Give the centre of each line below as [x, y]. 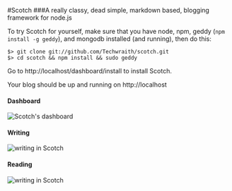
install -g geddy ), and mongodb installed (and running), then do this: [110, 39]
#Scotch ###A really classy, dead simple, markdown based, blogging [109, 10]
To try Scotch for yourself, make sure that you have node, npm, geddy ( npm [116, 31]
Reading [20, 164]
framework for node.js [40, 18]
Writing [19, 133]
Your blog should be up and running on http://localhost [87, 85]
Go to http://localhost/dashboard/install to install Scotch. [89, 71]
